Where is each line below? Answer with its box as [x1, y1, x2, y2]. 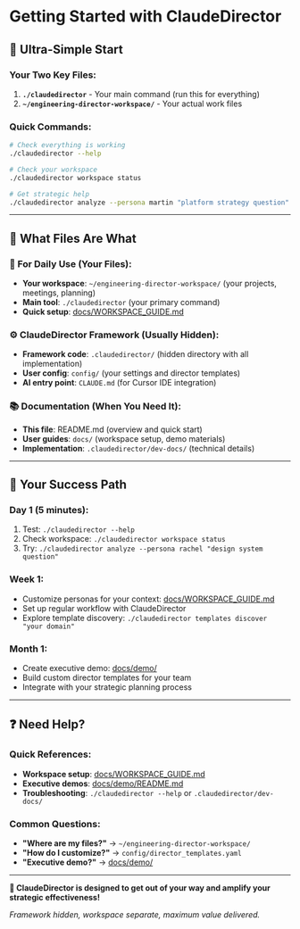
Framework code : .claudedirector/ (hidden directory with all [21, 349, 249, 360]
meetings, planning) [21, 287, 96, 298]
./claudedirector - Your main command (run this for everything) [21, 88, 261, 99]
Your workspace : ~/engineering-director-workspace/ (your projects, [21, 278, 277, 289]
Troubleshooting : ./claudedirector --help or [21, 787, 192, 798]
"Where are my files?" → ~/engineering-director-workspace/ [21, 837, 252, 849]
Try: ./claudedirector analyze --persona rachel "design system [21, 543, 263, 554]
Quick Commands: [9, 120, 92, 133]
